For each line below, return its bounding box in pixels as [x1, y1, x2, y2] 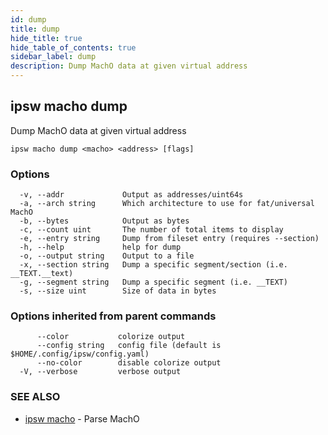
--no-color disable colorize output [36, 358, 222, 368]
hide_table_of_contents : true [10, 42, 137, 53]
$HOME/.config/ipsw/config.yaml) [10, 349, 150, 360]
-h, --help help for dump [19, 242, 182, 253]
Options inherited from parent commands [10, 309, 217, 323]
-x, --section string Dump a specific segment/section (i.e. [19, 260, 288, 270]
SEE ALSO [10, 390, 61, 404]
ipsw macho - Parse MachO [24, 412, 140, 425]
